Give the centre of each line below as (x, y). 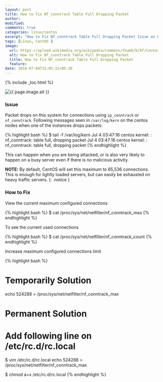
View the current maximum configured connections (56, 203)
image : (12, 46)
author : (13, 19)
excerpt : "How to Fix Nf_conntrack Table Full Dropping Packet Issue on (80, 37)
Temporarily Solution (48, 280)
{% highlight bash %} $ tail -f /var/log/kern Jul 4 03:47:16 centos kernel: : (78, 135)
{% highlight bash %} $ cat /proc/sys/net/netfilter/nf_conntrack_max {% (77, 212)
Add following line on (49, 336)
